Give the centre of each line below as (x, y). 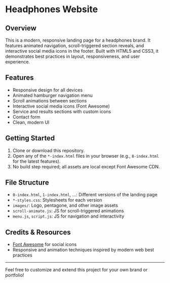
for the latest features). (36, 161)
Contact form (26, 117)
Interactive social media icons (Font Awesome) (61, 106)
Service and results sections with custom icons (62, 111)
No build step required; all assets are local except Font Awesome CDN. (86, 166)
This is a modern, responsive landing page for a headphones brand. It (78, 40)
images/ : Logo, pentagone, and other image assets (65, 205)
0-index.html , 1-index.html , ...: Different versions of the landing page (85, 195)
